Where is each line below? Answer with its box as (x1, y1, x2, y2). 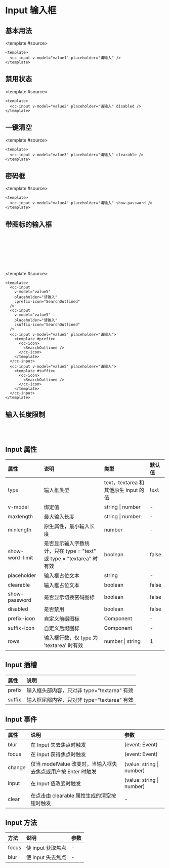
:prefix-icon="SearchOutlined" (14, 299, 80, 304)
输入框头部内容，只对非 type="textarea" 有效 (26, 686, 134, 694)
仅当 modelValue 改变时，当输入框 (30, 760, 112, 767)
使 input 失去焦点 (26, 854, 67, 861)
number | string (104, 637, 141, 644)
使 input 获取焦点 (26, 845, 67, 852)
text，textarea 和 (104, 479, 144, 486)
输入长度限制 (5, 410, 46, 419)
